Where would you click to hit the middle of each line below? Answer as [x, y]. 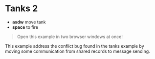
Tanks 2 [22, 9]
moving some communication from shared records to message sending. [77, 51]
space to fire [25, 27]
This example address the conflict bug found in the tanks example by [75, 46]
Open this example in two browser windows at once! [70, 37]
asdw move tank [29, 22]
